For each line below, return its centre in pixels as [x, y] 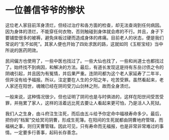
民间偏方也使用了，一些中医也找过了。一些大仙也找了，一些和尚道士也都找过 [84, 61]
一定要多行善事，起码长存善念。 [47, 132]
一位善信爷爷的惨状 [45, 10]
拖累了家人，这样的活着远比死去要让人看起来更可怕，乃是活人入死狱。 [91, 103]
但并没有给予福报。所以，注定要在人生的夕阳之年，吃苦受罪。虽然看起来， [82, 80]
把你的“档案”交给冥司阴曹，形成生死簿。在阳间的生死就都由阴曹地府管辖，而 [84, 120]
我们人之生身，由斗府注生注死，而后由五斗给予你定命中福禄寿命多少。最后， [84, 113]
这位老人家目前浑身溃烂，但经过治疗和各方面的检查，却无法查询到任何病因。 [84, 25]
